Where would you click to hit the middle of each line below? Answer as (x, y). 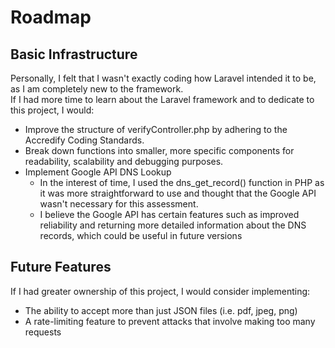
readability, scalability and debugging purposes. (124, 161)
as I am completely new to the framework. (97, 89)
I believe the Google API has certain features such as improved (169, 214)
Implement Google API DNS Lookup (98, 172)
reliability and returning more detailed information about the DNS (173, 225)
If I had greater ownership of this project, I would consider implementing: (160, 291)
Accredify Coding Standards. (84, 140)
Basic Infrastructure (74, 54)
